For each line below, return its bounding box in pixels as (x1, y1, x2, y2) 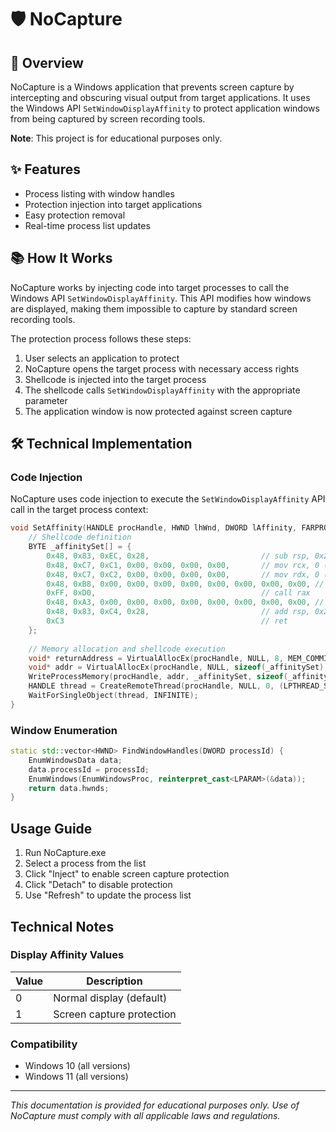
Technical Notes (10, 918, 115, 935)
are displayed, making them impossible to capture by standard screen (10, 302, 298, 315)
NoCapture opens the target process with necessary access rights (24, 362, 300, 375)
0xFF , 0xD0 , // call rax (46, 588, 311, 598)
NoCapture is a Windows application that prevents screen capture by (10, 81, 295, 93)
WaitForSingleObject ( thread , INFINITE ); (28, 691, 199, 701)
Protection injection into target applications (24, 198, 203, 210)
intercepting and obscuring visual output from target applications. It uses (10, 92, 311, 103)
